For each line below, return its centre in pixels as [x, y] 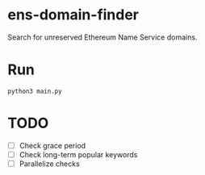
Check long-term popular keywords [78, 154]
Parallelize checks [49, 164]
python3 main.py [35, 91]
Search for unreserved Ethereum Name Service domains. [102, 37]
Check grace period [52, 145]
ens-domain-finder [73, 15]
